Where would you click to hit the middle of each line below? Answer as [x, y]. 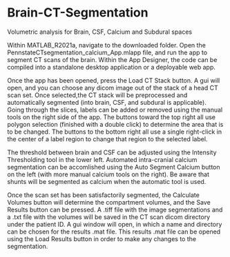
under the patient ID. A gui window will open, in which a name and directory [115, 224]
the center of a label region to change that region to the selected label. [107, 138]
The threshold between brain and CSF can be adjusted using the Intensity [112, 152]
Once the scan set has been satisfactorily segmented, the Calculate [104, 195]
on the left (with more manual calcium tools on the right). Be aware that [108, 174]
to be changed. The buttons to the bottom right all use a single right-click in [115, 132]
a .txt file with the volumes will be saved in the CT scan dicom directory [109, 217]
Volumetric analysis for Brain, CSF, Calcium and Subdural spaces [100, 32]
